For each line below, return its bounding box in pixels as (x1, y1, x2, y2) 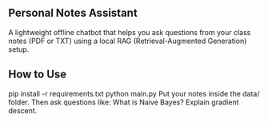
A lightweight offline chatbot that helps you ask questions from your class (8, 27, 251, 37)
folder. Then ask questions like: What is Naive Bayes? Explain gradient (8, 97, 239, 107)
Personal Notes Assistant (8, 6, 138, 20)
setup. (8, 44, 30, 54)
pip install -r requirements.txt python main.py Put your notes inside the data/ (8, 89, 260, 98)
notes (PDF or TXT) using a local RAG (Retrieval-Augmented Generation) (8, 36, 247, 45)
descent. (8, 105, 38, 115)
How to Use (8, 68, 67, 81)
